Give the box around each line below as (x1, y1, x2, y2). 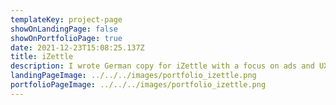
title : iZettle (10, 52, 74, 62)
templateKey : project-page (10, 14, 123, 25)
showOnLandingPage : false (10, 24, 118, 34)
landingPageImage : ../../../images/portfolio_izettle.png (10, 71, 257, 81)
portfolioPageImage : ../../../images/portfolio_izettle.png (10, 80, 267, 90)
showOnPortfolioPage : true (10, 33, 123, 43)
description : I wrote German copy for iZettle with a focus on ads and (10, 61, 315, 71)
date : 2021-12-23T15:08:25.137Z (10, 42, 145, 53)
